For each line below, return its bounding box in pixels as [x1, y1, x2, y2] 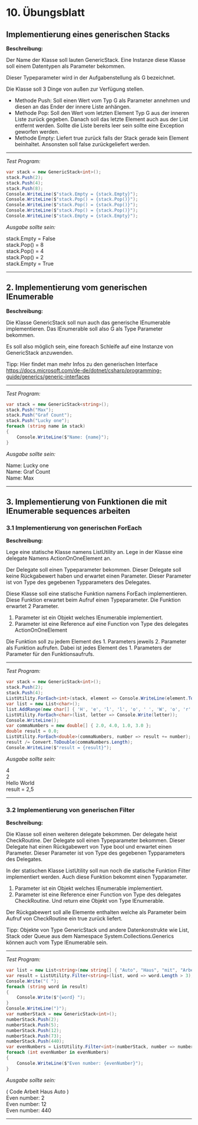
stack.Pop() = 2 [6, 253, 44, 260]
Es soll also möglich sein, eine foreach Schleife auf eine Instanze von [6, 342, 174, 350]
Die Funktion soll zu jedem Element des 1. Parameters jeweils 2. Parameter [6, 638, 187, 645]
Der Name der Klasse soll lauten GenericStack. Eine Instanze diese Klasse [6, 57, 186, 63]
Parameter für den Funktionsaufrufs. [6, 651, 94, 658]
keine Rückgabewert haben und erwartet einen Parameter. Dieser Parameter [6, 572, 192, 580]
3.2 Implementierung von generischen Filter [6, 806, 135, 814]
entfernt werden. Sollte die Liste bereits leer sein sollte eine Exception [14, 122, 184, 129]
